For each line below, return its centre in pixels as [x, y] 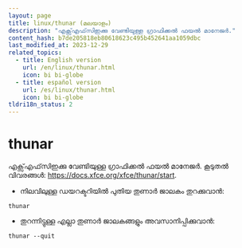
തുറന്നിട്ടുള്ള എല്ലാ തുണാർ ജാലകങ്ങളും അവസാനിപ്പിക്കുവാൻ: [117, 221]
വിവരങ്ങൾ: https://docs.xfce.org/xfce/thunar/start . [93, 175]
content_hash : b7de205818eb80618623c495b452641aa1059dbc [105, 38]
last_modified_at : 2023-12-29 [59, 45]
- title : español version [59, 82]
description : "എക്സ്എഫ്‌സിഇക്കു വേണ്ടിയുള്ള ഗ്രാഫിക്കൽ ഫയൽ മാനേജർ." [122, 30]
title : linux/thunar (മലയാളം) [60, 23]
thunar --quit [32, 236]
